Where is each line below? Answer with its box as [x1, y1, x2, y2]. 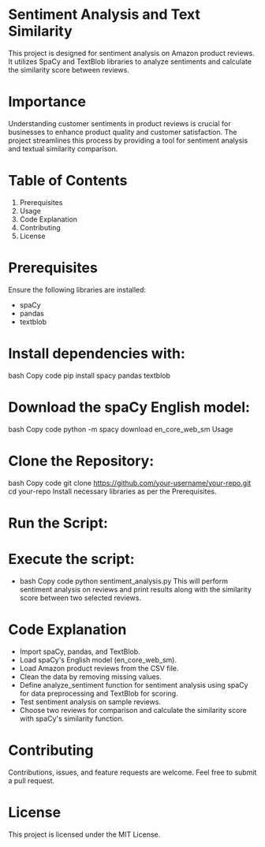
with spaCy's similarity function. [19, 714, 125, 723]
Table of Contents [8, 172, 128, 190]
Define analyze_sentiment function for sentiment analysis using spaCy [19, 680, 248, 689]
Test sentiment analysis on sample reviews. [19, 696, 162, 707]
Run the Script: [8, 514, 109, 532]
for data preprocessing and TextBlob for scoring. [19, 688, 179, 698]
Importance [8, 93, 87, 111]
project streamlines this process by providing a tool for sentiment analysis [8, 136, 248, 145]
